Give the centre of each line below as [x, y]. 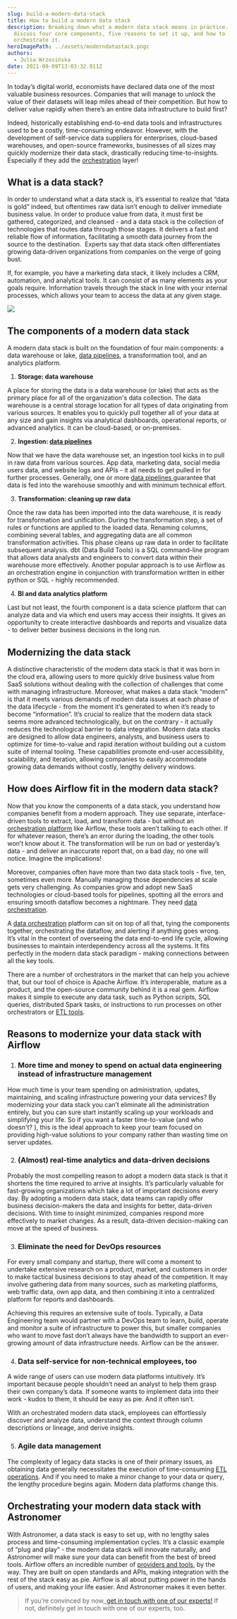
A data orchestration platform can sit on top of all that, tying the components [119, 923]
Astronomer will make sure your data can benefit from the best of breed [112, 1557]
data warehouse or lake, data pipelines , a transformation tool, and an [107, 356]
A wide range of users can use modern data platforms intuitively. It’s [107, 1377]
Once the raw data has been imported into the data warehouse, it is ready [114, 513]
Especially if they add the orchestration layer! [73, 160]
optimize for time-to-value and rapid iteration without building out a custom [117, 744]
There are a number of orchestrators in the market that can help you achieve [119, 974]
